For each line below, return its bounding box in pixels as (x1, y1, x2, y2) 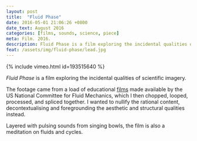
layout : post (6, 8, 38, 15)
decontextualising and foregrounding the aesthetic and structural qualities (6, 104, 185, 112)
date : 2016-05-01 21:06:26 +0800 (6, 19, 88, 25)
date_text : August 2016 (6, 25, 64, 31)
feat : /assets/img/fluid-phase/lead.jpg (6, 47, 107, 53)
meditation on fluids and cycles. (6, 128, 83, 135)
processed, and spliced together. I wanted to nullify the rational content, (6, 98, 180, 105)
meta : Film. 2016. (6, 36, 51, 42)
